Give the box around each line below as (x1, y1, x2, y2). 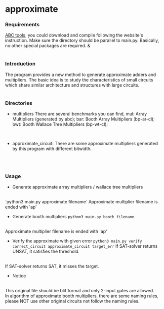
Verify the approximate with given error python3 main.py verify (12, 238, 142, 244)
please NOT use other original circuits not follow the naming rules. (5, 298, 140, 304)
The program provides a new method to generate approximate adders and (5, 72, 156, 77)
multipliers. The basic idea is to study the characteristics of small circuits (5, 77, 154, 82)
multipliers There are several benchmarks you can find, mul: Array (12, 111, 147, 117)
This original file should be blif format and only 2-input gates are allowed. (5, 288, 155, 294)
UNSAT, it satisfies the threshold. (12, 248, 80, 255)
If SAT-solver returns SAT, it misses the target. (5, 263, 99, 270)
